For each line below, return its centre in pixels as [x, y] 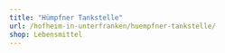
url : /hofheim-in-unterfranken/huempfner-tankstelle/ [113, 26]
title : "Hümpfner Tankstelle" [66, 18]
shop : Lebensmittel [46, 34]
